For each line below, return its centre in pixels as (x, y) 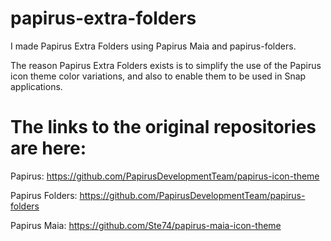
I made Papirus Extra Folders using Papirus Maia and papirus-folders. (153, 46)
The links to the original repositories (163, 127)
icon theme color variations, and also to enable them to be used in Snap (158, 76)
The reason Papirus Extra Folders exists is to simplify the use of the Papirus (166, 65)
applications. (36, 86)
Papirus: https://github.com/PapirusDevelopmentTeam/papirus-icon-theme (165, 176)
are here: (48, 148)
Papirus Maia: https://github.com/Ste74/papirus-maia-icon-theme (146, 225)
